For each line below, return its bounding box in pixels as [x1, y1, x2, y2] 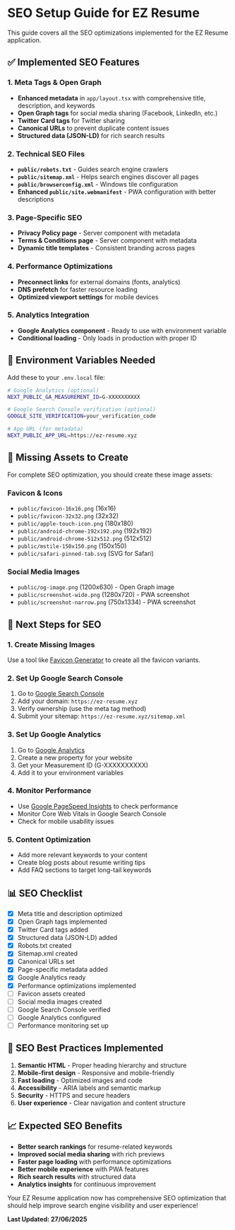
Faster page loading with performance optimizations [17, 1157, 171, 1166]
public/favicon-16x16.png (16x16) [17, 504, 116, 512]
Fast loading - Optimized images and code [17, 1076, 143, 1084]
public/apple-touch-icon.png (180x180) [17, 518, 134, 528]
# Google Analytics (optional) [7, 387, 100, 394]
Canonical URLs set [17, 957, 76, 966]
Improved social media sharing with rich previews [17, 1149, 165, 1158]
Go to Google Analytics [17, 745, 85, 754]
